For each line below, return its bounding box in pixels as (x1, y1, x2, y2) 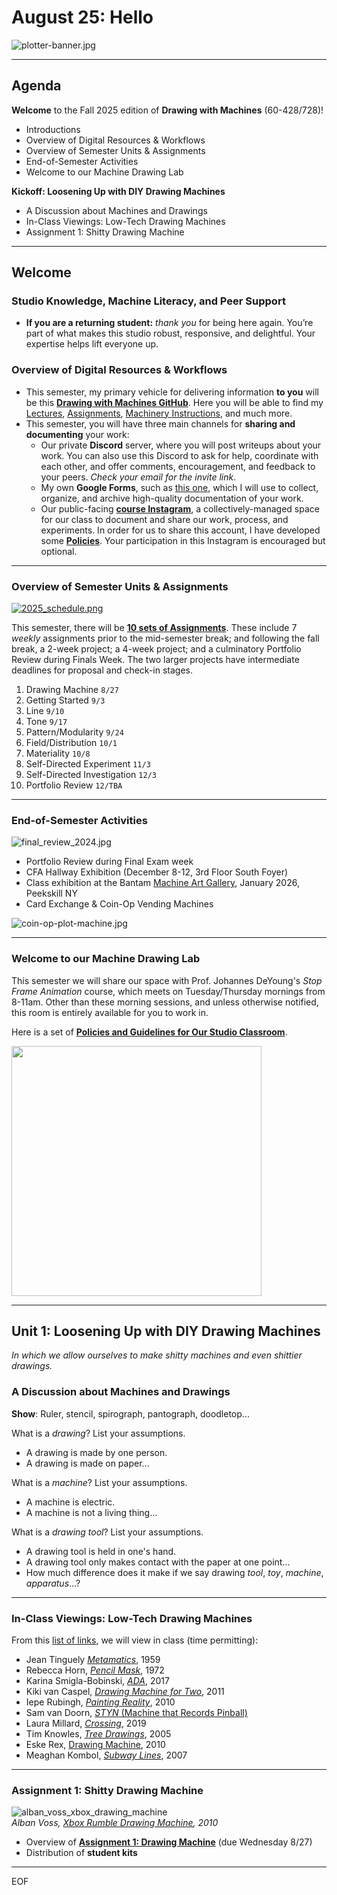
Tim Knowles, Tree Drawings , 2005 (25, 1728, 172, 1740)
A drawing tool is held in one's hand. (25, 1545, 177, 1557)
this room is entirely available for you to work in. (11, 1006, 209, 1018)
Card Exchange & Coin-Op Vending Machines (25, 898, 214, 910)
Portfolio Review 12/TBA (25, 779, 123, 791)
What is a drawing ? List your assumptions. (11, 1427, 186, 1439)
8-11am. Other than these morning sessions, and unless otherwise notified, (11, 996, 319, 1008)
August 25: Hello (11, 6, 154, 29)
